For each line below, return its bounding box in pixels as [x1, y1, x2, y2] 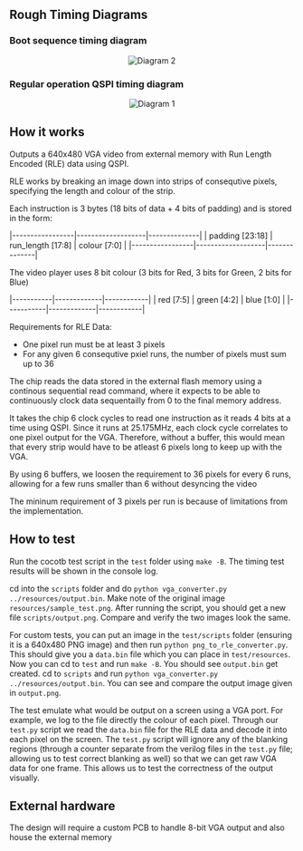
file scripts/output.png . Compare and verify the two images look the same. [9, 612, 291, 623]
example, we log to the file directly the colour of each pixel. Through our [9, 714, 279, 725]
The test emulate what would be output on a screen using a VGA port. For [9, 704, 283, 715]
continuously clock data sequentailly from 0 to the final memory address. [9, 394, 282, 406]
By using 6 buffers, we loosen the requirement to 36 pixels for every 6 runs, [9, 469, 291, 479]
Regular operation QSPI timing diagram [9, 77, 184, 90]
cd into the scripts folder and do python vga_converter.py [9, 583, 228, 594]
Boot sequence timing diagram [9, 34, 147, 47]
